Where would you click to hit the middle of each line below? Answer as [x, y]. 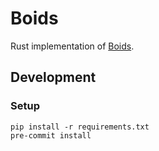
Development [53, 77]
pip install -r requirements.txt [80, 127]
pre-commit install [51, 135]
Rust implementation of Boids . [72, 46]
